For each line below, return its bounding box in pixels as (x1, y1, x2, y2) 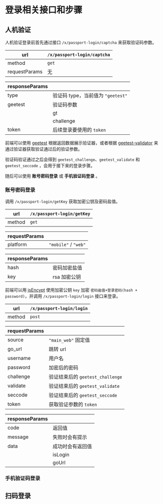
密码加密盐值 (52, 264, 82, 271)
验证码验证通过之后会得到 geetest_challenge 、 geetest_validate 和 (5, 156, 140, 162)
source (7, 336, 23, 343)
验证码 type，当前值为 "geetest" (52, 92, 128, 99)
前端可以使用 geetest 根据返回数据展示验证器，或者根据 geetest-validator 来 (5, 140, 158, 146)
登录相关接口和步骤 (5, 4, 83, 16)
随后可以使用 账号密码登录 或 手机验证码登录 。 (5, 173, 100, 179)
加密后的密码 (48, 364, 78, 371)
